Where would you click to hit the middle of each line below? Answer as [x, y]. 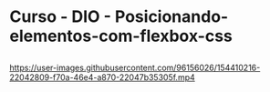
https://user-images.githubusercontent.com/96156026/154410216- [135, 67]
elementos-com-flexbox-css [121, 36]
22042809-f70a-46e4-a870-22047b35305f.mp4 [103, 77]
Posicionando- [171, 17]
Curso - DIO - [61, 17]
